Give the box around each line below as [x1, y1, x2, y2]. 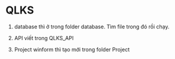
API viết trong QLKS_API [14, 34, 74, 41]
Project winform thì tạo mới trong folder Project [14, 45, 130, 53]
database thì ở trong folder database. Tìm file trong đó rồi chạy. [14, 23, 170, 30]
